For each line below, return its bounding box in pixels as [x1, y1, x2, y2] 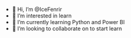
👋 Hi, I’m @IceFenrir [12, 6, 62, 13]
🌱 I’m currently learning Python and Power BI [12, 19, 125, 25]
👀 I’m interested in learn [12, 12, 72, 19]
